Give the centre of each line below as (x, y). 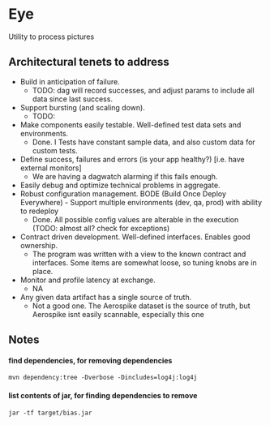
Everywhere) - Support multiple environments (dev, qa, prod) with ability (141, 202)
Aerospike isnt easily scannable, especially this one (118, 314)
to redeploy (39, 211)
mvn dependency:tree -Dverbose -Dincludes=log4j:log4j (103, 378)
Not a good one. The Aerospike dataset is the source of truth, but (141, 306)
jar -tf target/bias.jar (50, 413)
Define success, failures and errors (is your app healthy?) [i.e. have (132, 159)
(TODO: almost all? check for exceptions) (101, 228)
